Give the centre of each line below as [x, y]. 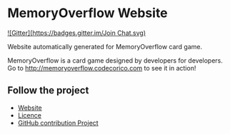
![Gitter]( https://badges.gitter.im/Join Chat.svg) [77, 33]
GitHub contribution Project [58, 123]
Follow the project [48, 91]
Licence [29, 115]
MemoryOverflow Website [87, 13]
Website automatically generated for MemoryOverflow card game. [105, 46]
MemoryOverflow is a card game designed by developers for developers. [115, 60]
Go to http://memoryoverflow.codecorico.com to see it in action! [102, 68]
